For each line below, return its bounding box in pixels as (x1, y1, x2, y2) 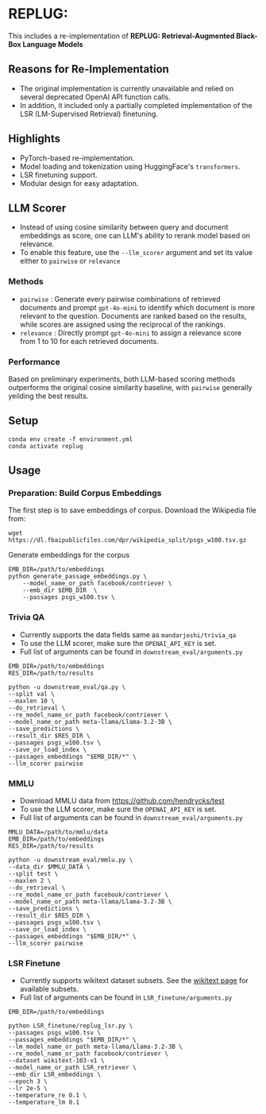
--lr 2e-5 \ (8, 1085, 48, 1093)
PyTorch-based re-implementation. (19, 153, 135, 163)
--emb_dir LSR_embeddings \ (8, 1070, 102, 1079)
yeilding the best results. (8, 391, 89, 400)
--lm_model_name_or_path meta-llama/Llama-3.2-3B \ (8, 1042, 183, 1051)
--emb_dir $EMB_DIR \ (22, 586, 98, 594)
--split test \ (8, 870, 59, 878)
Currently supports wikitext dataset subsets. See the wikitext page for (19, 976, 249, 985)
